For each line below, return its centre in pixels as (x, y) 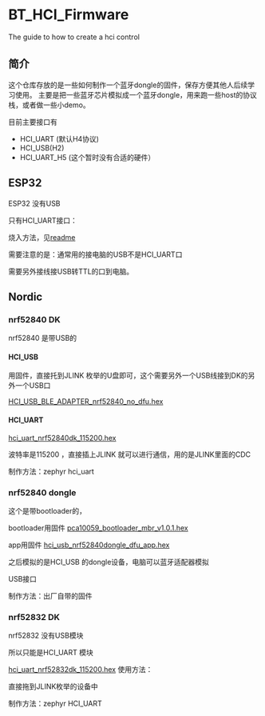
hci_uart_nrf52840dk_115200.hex (62, 438)
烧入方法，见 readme (42, 237)
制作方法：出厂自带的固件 (50, 596)
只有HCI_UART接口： (43, 220)
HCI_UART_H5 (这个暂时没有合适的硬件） (87, 157)
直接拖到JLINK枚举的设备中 (53, 686)
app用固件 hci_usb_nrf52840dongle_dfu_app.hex (89, 545)
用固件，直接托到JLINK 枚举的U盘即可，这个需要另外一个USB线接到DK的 (129, 376)
